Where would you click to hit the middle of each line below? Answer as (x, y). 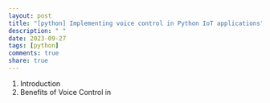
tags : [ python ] (34, 46)
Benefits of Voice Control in (65, 92)
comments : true (34, 53)
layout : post (30, 16)
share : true (28, 61)
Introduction (40, 83)
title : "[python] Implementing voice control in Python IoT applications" (136, 23)
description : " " (37, 31)
